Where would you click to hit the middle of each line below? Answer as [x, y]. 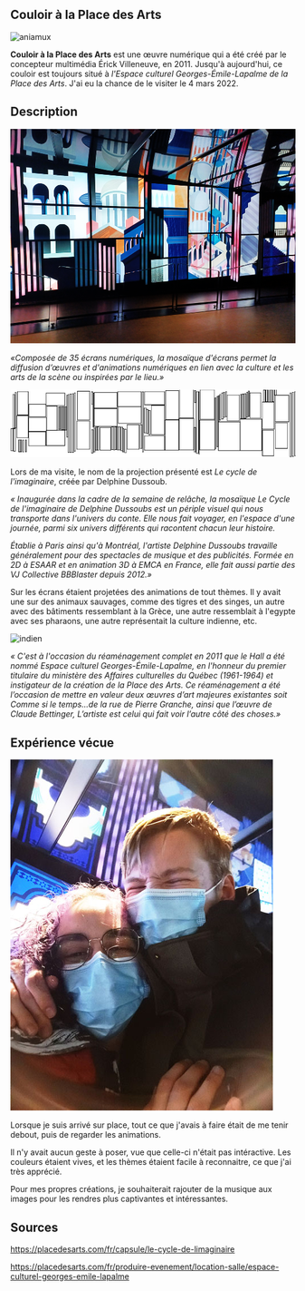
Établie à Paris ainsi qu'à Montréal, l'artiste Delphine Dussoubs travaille [144, 546]
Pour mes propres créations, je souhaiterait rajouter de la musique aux [141, 1189]
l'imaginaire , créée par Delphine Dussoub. [89, 482]
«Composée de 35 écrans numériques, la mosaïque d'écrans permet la [143, 357]
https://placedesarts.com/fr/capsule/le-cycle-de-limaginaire [123, 1249]
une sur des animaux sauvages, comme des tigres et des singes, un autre [148, 601]
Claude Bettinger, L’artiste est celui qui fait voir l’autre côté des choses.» [146, 714]
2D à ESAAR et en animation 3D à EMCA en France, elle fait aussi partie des [153, 565]
